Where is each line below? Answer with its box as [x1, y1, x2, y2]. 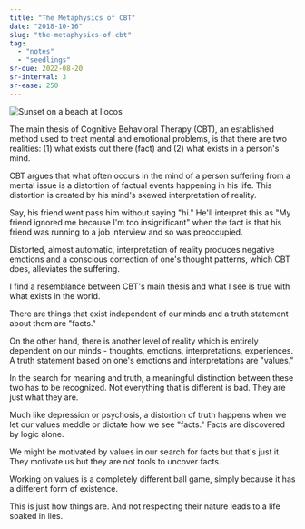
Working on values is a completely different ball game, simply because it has [9, 474, 296, 484]
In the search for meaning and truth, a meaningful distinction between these [9, 372, 294, 383]
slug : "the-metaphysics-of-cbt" [9, 30, 132, 39]
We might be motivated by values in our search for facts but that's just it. [9, 446, 281, 457]
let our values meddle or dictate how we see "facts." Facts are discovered [9, 419, 286, 430]
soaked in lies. [9, 510, 64, 521]
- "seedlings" [17, 55, 71, 65]
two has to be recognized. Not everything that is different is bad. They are [9, 382, 286, 393]
